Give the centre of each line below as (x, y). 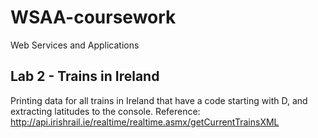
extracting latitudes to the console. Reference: (105, 111)
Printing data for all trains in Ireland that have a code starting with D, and (159, 100)
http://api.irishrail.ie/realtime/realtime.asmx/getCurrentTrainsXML (145, 122)
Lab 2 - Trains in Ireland (85, 76)
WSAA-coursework (93, 17)
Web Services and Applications (75, 45)
